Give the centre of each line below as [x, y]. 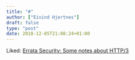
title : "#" [20, 12]
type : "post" [23, 28]
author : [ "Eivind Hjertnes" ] [43, 17]
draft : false [23, 23]
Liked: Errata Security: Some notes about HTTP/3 [67, 50]
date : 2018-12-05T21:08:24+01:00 [48, 34]
